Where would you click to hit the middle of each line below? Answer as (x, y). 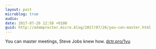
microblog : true (22, 14)
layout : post (19, 9)
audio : (12, 18)
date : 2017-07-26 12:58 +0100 (36, 23)
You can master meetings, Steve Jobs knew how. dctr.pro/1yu (68, 41)
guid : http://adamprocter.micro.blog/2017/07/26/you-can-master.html (78, 28)
